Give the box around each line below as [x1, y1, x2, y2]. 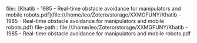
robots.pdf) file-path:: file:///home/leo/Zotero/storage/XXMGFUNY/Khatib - [6, 24, 188, 31]
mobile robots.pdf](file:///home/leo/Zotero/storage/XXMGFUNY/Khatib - [6, 11, 181, 18]
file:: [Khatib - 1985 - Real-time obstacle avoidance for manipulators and [6, 5, 181, 12]
